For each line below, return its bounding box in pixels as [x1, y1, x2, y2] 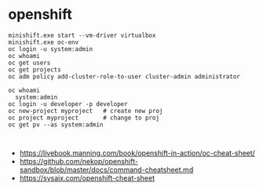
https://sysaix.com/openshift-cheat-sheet [19, 173, 155, 182]
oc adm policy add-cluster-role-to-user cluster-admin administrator [8, 72, 241, 80]
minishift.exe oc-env [8, 38, 79, 46]
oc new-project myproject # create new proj [8, 107, 163, 115]
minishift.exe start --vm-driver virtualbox [8, 31, 156, 39]
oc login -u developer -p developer [8, 100, 128, 108]
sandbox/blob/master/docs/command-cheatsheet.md [19, 165, 194, 174]
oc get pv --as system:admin [8, 120, 104, 129]
